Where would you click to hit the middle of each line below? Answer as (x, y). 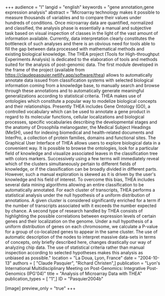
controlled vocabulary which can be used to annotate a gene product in (78, 112)
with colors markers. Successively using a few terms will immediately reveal (82, 159)
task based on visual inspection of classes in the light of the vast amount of (82, 33)
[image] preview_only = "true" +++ (40, 288)
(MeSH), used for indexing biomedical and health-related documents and (79, 133)
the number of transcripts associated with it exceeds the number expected (81, 206)
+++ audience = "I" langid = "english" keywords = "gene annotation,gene (80, 7)
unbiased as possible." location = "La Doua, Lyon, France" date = (71, 258)
